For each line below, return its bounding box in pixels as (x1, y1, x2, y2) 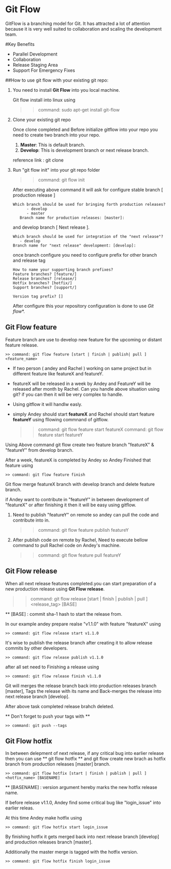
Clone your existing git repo (12, 116, 71, 123)
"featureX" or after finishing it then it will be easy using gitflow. (5, 502, 136, 508)
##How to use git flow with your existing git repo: (5, 77, 108, 83)
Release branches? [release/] (12, 276, 77, 281)
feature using (5, 462, 33, 468)
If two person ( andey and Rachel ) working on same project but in (12, 365, 152, 371)
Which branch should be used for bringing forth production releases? (12, 202, 166, 207)
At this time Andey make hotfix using (5, 815, 82, 821)
